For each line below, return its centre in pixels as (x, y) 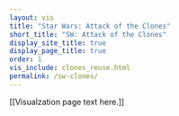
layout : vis (31, 18)
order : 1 (26, 59)
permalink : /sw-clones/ (54, 76)
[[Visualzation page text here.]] (67, 102)
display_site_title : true (58, 43)
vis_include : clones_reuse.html (70, 68)
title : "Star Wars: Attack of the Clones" (90, 26)
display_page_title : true (58, 51)
